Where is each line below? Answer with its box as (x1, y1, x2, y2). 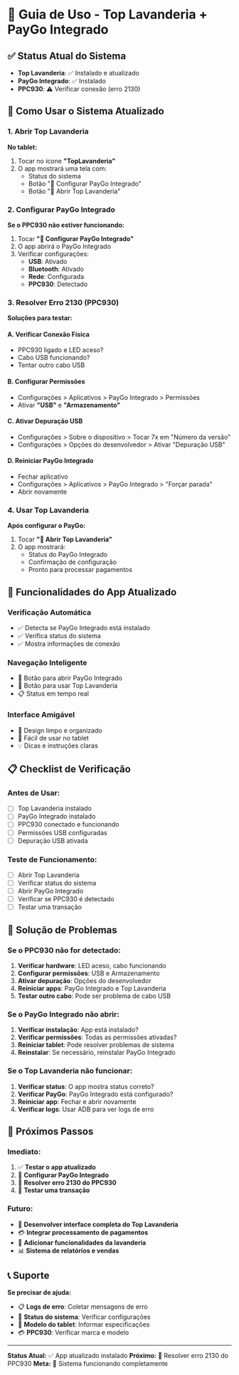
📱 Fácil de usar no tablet (17, 733, 89, 742)
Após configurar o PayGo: (7, 521, 86, 530)
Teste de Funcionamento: (7, 854, 97, 864)
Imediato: (7, 1147, 41, 1157)
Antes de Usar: (7, 787, 60, 797)
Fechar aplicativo (17, 472, 69, 481)
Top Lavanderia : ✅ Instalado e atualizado (17, 69, 140, 77)
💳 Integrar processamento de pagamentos (17, 1228, 149, 1236)
